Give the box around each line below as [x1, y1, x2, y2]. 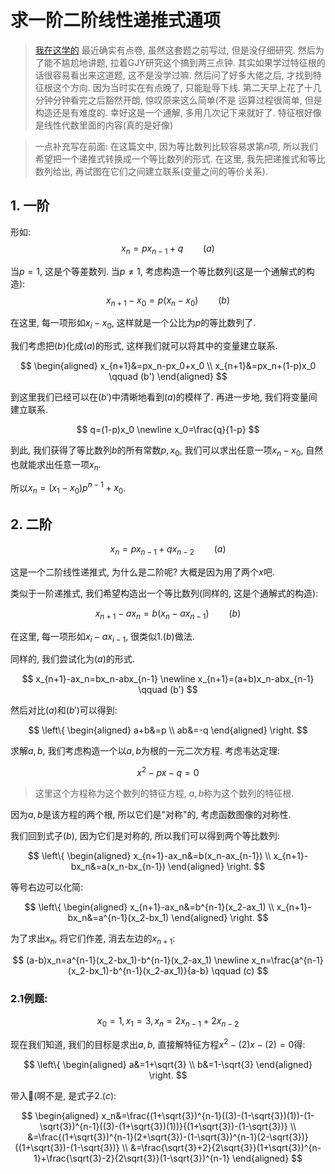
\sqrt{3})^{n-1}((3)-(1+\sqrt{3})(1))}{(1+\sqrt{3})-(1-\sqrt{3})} [39, 1120, 288, 1132]
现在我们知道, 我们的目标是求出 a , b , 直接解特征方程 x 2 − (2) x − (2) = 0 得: [10, 1036, 306, 1050]
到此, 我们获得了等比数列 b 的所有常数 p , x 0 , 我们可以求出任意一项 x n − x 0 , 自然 [10, 444, 324, 458]
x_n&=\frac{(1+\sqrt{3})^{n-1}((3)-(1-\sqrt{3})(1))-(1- [101, 1109, 315, 1121]
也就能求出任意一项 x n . [10, 458, 102, 473]
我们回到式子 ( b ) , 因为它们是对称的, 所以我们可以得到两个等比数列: [10, 830, 280, 842]
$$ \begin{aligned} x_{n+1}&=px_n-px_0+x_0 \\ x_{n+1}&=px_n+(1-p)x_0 [19, 360, 317, 372]
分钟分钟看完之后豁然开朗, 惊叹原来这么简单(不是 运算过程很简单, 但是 [34, 94, 323, 106]
